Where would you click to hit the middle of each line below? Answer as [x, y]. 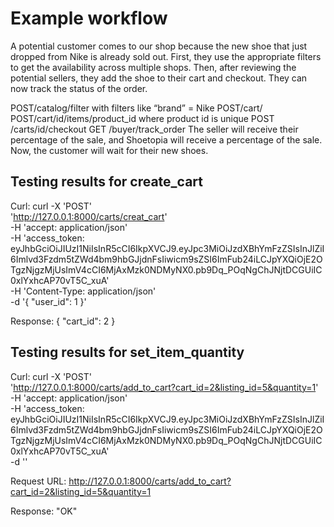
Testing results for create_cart [107, 182]
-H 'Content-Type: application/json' [83, 291]
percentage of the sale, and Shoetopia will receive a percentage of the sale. [166, 139]
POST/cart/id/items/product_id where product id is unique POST [142, 118]
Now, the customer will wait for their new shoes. [109, 150]
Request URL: [38, 481]
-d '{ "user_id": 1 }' [48, 301]
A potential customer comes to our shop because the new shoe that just [159, 46]
